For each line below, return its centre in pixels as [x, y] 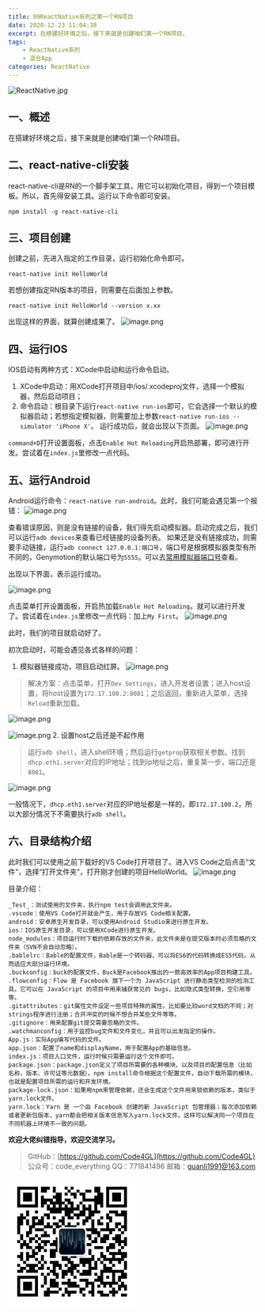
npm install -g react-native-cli [63, 211]
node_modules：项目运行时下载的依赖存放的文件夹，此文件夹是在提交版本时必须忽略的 [130, 938]
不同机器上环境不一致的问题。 [49, 1124]
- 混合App [38, 59]
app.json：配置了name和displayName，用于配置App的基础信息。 [102, 1048]
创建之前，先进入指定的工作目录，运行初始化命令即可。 [98, 258]
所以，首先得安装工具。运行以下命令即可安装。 [98, 196]
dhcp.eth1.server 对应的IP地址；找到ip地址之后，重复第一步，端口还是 [142, 762]
